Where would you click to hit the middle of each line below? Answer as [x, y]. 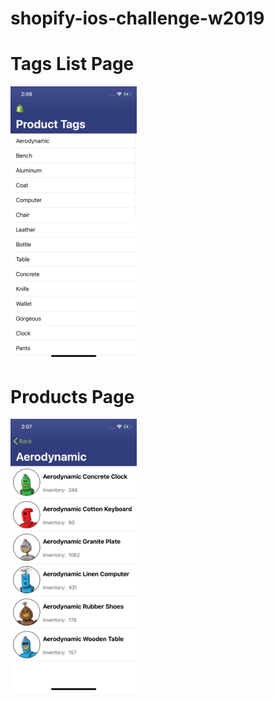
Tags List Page [72, 64]
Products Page [72, 396]
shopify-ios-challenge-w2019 [137, 18]
